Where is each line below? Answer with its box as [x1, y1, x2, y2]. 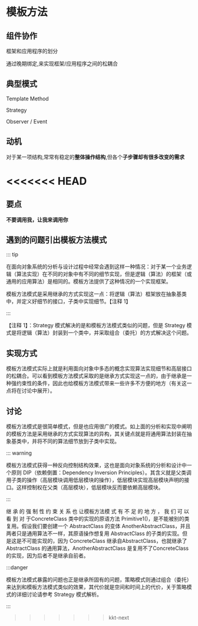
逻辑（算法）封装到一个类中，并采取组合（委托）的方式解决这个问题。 [21, 329, 192, 337]
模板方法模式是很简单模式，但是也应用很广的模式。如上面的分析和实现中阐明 [6, 423, 192, 430]
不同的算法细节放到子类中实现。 [42, 438, 120, 445]
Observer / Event [6, 118, 48, 125]
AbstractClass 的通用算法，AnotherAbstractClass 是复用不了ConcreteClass [6, 545, 189, 552]
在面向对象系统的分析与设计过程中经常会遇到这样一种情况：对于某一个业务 [6, 263, 187, 270]
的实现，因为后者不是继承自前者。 [6, 552, 89, 559]
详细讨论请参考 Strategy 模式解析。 [16, 591, 102, 598]
